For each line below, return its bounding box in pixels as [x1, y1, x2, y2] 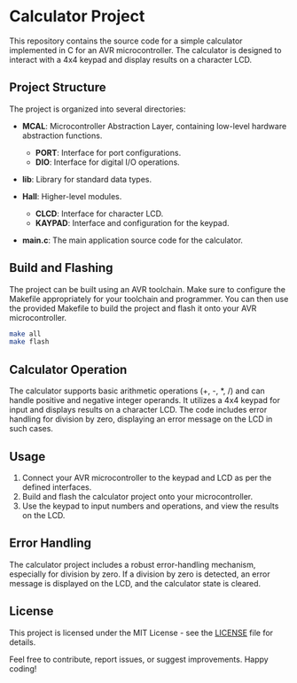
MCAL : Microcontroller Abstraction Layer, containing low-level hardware [21, 120, 287, 131]
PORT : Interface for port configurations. [35, 147, 182, 158]
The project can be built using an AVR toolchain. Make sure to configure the [9, 283, 286, 294]
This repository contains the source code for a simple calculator [9, 35, 243, 46]
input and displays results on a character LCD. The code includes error [9, 405, 268, 415]
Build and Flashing [9, 260, 113, 276]
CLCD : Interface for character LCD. [35, 208, 164, 219]
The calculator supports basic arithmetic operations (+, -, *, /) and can [9, 385, 266, 396]
